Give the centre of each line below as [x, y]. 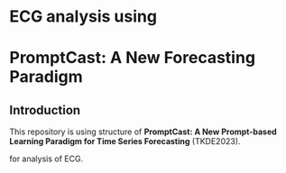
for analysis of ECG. [46, 159]
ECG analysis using [83, 17]
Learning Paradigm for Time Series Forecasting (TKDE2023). [125, 141]
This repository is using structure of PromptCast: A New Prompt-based [143, 132]
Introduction [45, 110]
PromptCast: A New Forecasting [132, 58]
